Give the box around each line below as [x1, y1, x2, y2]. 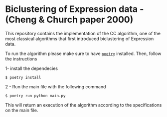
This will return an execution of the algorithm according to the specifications [5, 102, 162, 108]
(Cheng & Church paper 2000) [5, 14, 134, 25]
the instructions [5, 56, 37, 61]
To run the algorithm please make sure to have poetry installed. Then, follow [5, 51, 162, 57]
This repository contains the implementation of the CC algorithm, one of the [5, 30, 161, 36]
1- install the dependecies [5, 65, 58, 71]
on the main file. [5, 107, 38, 113]
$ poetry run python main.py [5, 93, 66, 98]
